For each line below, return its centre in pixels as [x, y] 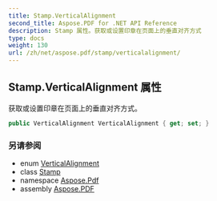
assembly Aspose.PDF [57, 188]
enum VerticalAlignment [60, 163]
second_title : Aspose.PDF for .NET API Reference [93, 23]
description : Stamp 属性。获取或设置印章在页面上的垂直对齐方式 [105, 30]
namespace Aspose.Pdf [59, 180]
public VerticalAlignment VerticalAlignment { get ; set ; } [109, 123]
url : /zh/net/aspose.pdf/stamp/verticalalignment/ [94, 53]
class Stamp [40, 171]
